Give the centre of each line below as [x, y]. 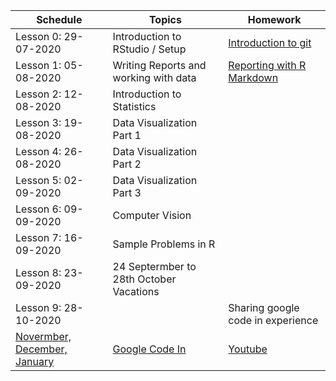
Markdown [253, 77]
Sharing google [264, 307]
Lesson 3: [38, 122]
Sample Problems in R [164, 244]
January [35, 361]
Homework [274, 19]
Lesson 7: [38, 237]
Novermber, [43, 336]
